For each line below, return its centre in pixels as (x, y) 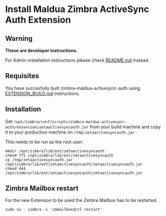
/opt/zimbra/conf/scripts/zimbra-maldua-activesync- (70, 122)
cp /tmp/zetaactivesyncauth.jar (39, 160)
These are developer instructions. (41, 50)
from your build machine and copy (125, 127)
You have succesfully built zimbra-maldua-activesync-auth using (73, 88)
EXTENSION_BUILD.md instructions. (43, 93)
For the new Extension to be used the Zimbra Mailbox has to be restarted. (81, 200)
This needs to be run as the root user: (44, 142)
